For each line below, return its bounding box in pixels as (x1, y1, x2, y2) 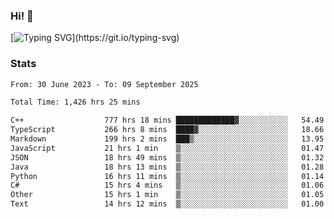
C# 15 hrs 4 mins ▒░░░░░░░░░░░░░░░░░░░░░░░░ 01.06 (10, 180, 325, 191)
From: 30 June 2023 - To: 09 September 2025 (10, 79, 199, 89)
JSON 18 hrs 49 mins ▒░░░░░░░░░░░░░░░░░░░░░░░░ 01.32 (10, 152, 325, 163)
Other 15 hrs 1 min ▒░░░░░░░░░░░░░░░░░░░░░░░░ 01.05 (10, 190, 325, 200)
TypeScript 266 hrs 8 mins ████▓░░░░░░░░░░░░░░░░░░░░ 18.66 (10, 125, 325, 135)
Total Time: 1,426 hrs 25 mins (10, 97, 141, 108)
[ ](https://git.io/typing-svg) (10, 32, 180, 44)
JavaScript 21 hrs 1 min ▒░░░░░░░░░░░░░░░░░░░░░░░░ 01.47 (10, 143, 325, 153)
